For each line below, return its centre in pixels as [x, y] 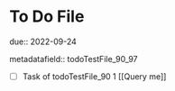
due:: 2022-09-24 [43, 41]
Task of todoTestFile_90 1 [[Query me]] [94, 76]
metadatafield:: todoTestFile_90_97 [74, 59]
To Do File [47, 17]
